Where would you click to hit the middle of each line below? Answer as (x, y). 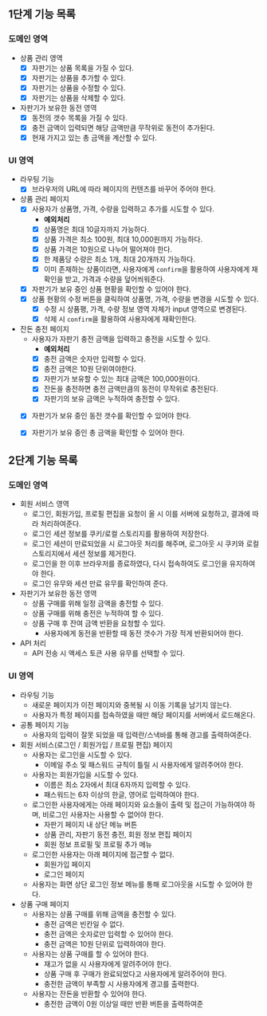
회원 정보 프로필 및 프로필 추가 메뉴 (98, 844)
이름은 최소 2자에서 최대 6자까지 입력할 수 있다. (117, 784)
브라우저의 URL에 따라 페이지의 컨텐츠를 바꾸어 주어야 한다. (124, 189)
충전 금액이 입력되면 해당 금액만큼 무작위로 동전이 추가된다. (123, 127)
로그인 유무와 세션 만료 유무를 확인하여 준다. (100, 583)
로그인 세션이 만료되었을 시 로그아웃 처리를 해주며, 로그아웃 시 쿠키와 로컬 (145, 543)
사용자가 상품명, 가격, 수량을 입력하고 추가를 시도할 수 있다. (123, 209)
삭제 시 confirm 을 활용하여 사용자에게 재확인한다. (120, 319)
